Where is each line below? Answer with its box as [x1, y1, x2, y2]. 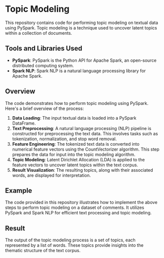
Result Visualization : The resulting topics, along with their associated [12, 167, 153, 173]
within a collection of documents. [5, 30, 72, 36]
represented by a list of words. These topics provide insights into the [5, 242, 143, 248]
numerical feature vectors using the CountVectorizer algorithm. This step [12, 146, 160, 152]
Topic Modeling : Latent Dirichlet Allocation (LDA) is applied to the [12, 156, 145, 162]
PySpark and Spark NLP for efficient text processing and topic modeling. [5, 210, 152, 216]
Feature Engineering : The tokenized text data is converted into [12, 141, 140, 147]
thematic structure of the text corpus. [5, 248, 81, 254]
